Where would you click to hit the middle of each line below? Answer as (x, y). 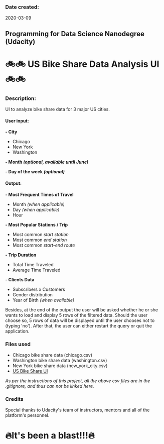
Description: (21, 98)
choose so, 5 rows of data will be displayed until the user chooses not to (80, 320)
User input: (17, 121)
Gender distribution (32, 294)
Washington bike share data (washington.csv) (60, 360)
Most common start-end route (44, 245)
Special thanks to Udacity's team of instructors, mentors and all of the (77, 410)
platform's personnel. (27, 415)
